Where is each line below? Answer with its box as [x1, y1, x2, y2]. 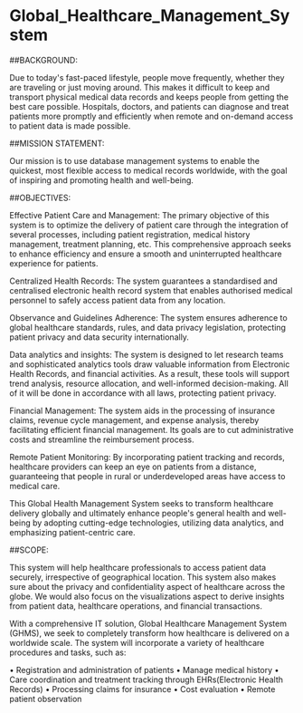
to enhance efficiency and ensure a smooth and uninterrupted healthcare [9, 248, 282, 259]
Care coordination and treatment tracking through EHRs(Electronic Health [9, 674, 283, 685]
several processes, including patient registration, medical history [9, 228, 251, 240]
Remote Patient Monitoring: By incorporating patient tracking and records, [9, 451, 285, 462]
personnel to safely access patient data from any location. [9, 294, 226, 305]
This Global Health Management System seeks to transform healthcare [9, 497, 274, 508]
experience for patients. [9, 257, 99, 268]
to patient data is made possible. [9, 120, 131, 131]
